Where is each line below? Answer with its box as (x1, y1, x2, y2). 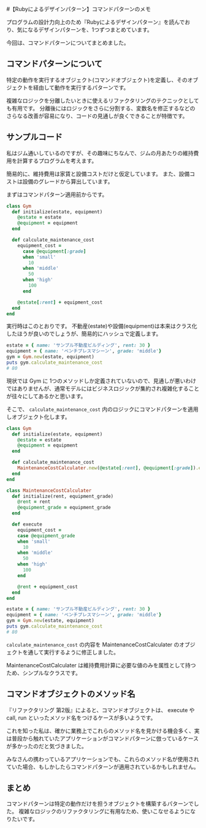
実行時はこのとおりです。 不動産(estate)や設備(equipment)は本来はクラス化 (6, 323, 197, 330)
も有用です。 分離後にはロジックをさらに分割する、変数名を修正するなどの (6, 104, 196, 112)
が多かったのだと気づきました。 (6, 742, 87, 749)
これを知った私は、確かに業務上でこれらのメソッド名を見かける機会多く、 (6, 727, 194, 734)
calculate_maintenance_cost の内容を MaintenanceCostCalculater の (6, 640, 180, 648)
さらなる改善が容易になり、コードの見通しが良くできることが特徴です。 (6, 112, 188, 120)
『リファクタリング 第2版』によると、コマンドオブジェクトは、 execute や (6, 706, 195, 713)
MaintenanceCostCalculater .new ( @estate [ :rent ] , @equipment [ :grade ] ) (17, 465, 196, 471)
